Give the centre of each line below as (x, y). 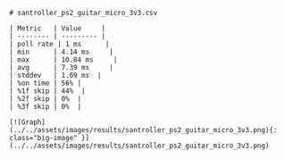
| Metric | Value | (57, 29)
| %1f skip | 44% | (48, 91)
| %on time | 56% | (46, 83)
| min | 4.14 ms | (62, 52)
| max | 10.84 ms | (63, 60)
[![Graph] (28, 122)
